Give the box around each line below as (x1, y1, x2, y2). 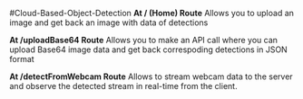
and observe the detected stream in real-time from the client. (9, 81, 238, 91)
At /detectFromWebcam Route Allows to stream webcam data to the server (9, 71, 293, 82)
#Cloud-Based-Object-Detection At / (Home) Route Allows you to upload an (9, 8, 295, 18)
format (9, 54, 34, 64)
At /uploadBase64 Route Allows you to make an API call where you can (9, 35, 279, 45)
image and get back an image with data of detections (9, 17, 209, 28)
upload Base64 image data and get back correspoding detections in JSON (9, 44, 288, 55)
